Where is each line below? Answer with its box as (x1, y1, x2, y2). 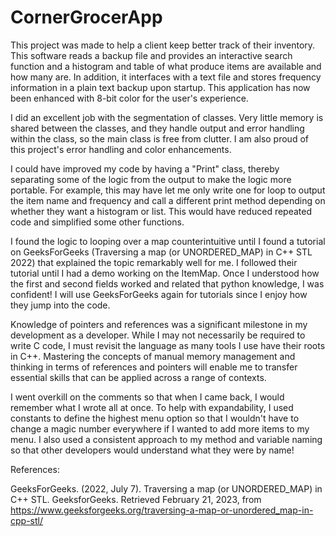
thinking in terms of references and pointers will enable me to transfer (10, 361, 298, 373)
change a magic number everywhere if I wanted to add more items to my (10, 422, 310, 435)
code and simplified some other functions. (10, 216, 185, 228)
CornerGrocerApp (10, 6, 163, 29)
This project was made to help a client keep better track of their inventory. (10, 39, 316, 51)
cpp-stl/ (10, 514, 43, 526)
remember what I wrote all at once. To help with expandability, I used (10, 401, 294, 413)
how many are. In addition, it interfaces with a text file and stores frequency (10, 71, 322, 83)
